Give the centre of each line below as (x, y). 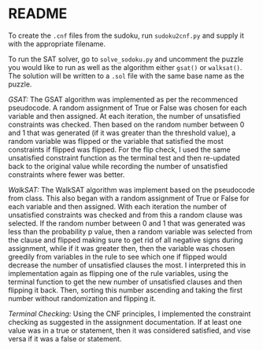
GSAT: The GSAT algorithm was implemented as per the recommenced (123, 99)
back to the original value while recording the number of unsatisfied (118, 166)
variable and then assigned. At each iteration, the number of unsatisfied (124, 116)
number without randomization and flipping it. (82, 298)
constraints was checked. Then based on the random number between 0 (126, 124)
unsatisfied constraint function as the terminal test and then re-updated (124, 157)
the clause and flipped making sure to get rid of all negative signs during (126, 240)
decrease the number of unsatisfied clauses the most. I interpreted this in (127, 265)
